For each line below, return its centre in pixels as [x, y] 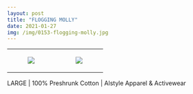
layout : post [26, 13]
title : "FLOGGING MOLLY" [42, 20]
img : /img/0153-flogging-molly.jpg [58, 32]
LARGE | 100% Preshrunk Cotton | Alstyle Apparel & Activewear [96, 83]
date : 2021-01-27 [32, 26]
